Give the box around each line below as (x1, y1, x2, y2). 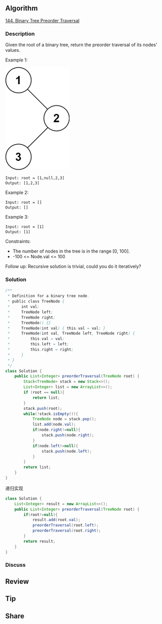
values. (5, 47, 20, 53)
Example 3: (5, 214, 29, 220)
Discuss (5, 562, 26, 569)
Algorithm (5, 4, 38, 13)
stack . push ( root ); (23, 406, 62, 411)
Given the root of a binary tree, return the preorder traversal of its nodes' (5, 42, 157, 48)
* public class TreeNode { (7, 299, 65, 304)
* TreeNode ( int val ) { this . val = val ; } (7, 326, 106, 331)
